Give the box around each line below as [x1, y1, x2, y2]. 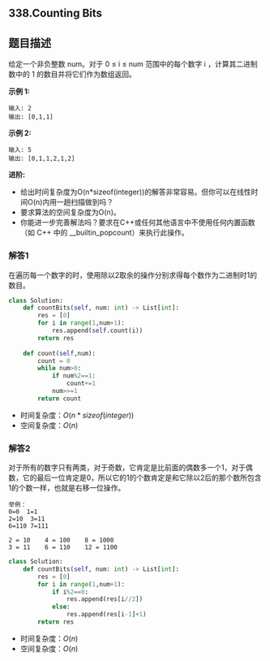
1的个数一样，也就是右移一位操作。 [8, 483, 126, 493]
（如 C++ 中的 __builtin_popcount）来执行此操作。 [19, 227, 189, 238]
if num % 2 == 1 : [51, 372, 96, 380]
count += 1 [66, 379, 96, 388]
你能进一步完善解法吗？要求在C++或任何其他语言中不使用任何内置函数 [19, 218, 255, 227]
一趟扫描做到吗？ [56, 197, 114, 207]
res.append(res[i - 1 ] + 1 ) [66, 611, 148, 619]
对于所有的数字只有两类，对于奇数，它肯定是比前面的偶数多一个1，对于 [8, 463, 246, 473]
